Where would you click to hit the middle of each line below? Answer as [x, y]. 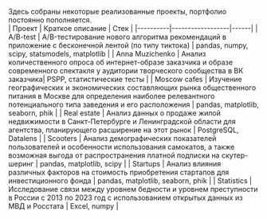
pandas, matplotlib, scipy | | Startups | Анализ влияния [130, 164]
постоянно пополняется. [50, 20]
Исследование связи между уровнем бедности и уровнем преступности [133, 189]
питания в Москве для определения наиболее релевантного [112, 96]
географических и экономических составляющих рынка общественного [132, 88]
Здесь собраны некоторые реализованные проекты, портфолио [118, 12]
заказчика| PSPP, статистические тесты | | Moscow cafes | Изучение [125, 79]
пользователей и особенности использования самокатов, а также [122, 147]
